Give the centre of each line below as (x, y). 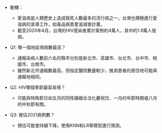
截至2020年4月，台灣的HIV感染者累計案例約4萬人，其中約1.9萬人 (84, 30)
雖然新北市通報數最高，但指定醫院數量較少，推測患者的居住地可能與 (87, 70)
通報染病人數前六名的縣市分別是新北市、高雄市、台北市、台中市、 (85, 58)
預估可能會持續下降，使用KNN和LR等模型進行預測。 (71, 125)
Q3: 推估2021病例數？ (32, 115)
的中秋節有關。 (33, 104)
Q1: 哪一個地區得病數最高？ (38, 47)
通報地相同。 (30, 77)
